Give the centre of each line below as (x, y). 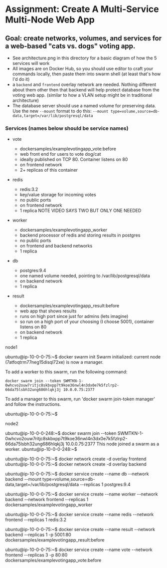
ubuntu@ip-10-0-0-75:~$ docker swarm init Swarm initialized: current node (83, 357)
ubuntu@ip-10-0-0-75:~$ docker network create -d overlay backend (76, 464)
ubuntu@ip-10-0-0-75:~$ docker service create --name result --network (80, 530)
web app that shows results (48, 311)
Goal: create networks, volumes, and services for (83, 38)
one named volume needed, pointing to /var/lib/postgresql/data (85, 276)
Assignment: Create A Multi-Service (82, 9)
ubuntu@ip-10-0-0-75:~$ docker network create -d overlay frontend (76, 459)
